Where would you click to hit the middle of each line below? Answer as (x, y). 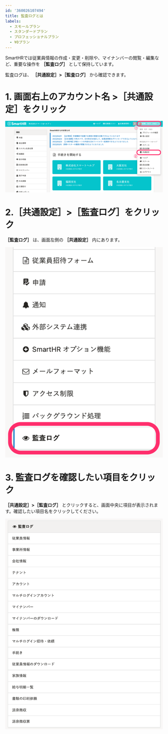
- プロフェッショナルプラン (34, 37)
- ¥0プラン (20, 43)
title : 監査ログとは (24, 16)
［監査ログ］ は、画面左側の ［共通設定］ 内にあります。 (64, 240)
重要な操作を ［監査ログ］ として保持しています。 (65, 64)
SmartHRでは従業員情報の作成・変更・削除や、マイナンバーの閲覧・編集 (80, 58)
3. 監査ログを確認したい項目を (67, 478)
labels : (13, 21)
